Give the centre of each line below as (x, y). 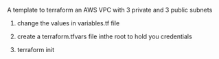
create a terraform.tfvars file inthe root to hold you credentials (104, 36)
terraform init (36, 50)
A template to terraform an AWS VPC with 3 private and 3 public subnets (110, 10)
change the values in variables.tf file (68, 23)
